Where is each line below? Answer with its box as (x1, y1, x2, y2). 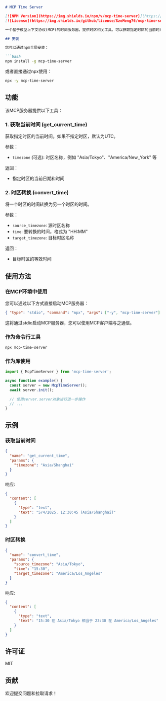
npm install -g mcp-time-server (5, 59, 72, 64)
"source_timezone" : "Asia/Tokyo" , (14, 562, 85, 567)
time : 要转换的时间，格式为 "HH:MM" (12, 229, 88, 234)
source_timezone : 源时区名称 (12, 223, 70, 229)
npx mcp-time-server (5, 345, 48, 350)
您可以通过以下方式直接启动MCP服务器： (5, 300, 89, 306)
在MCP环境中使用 (5, 288, 48, 295)
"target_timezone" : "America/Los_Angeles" (14, 571, 103, 576)
